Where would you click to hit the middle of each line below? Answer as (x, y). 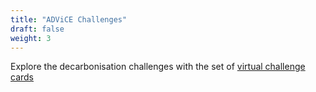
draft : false (37, 29)
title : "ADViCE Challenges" (69, 19)
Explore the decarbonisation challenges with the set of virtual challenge (158, 67)
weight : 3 (31, 38)
